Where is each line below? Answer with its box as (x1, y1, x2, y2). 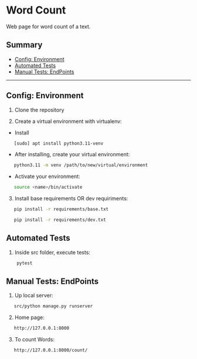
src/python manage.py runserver (13, 303, 93, 309)
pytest (16, 260, 33, 266)
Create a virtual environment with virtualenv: (14, 118, 122, 125)
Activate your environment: (14, 173, 80, 180)
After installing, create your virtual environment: (14, 151, 130, 158)
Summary (6, 40, 43, 50)
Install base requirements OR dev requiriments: (14, 195, 128, 202)
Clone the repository (14, 106, 64, 113)
